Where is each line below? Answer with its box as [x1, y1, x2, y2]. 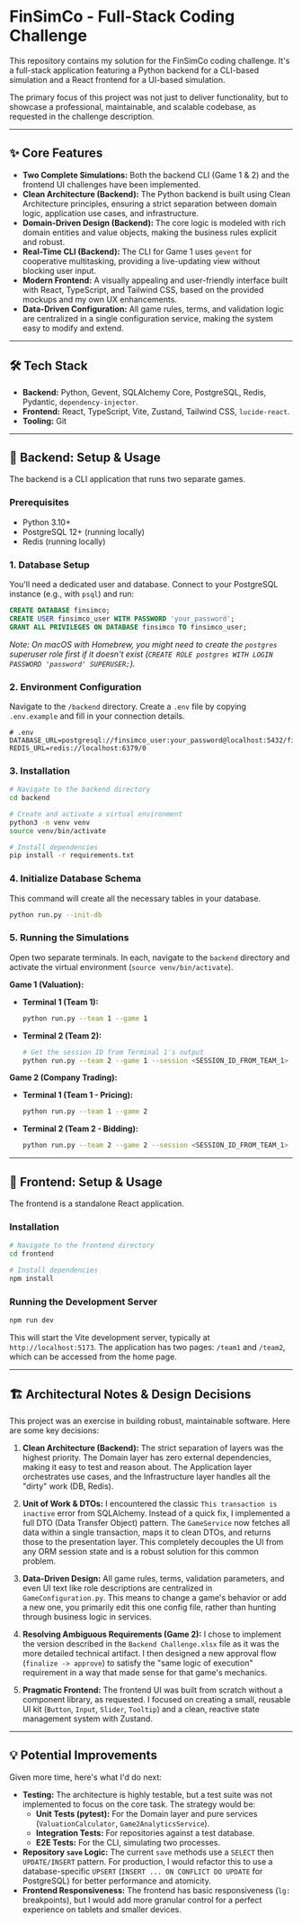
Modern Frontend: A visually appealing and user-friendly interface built [22, 275, 289, 286]
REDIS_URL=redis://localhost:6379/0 [9, 743, 147, 753]
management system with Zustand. [22, 1713, 153, 1724]
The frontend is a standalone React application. [9, 1198, 184, 1209]
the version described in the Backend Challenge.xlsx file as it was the [22, 1638, 280, 1649]
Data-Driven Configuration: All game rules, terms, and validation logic [22, 304, 285, 314]
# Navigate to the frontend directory [9, 1241, 155, 1250]
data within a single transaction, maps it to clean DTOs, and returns [22, 1527, 271, 1538]
